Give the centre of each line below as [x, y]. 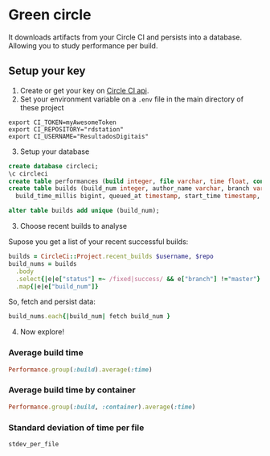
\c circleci [28, 174]
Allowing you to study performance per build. [83, 45]
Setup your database [55, 151]
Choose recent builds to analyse [73, 226]
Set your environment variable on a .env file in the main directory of [131, 99]
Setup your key [47, 71]
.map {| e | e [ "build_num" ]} [57, 286]
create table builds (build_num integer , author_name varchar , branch [129, 189]
